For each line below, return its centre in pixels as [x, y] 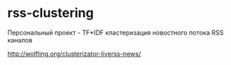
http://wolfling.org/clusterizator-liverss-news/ [74, 54]
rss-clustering [50, 13]
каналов [20, 40]
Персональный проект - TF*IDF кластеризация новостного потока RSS [116, 32]
